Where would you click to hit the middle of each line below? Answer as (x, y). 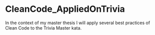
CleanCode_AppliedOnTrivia (65, 9)
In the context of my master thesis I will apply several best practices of (78, 23)
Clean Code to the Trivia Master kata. (43, 28)
